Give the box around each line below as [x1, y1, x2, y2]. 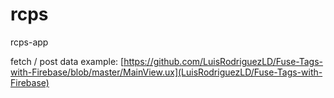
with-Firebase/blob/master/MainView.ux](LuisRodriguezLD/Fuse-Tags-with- [10, 66, 323, 78]
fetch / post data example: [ [10, 55, 125, 67]
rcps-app [10, 36, 49, 48]
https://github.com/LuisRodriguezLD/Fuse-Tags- [123, 55, 324, 67]
